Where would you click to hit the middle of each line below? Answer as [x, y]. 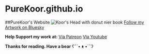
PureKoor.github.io [44, 9]
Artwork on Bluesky [25, 27]
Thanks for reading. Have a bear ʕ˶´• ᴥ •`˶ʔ [49, 46]
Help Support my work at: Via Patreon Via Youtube [56, 37]
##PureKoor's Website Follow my [74, 22]
